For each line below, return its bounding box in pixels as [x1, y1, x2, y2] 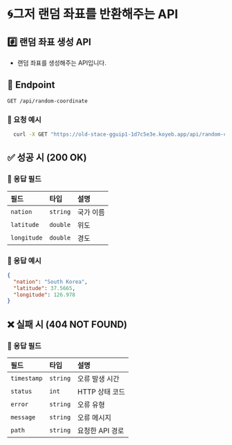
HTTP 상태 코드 [77, 387, 126, 397]
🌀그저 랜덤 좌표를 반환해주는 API [7, 6, 178, 22]
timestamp [10, 374, 43, 383]
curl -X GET [13, 131, 48, 138]
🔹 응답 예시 [7, 255, 41, 265]
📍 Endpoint [7, 79, 55, 91]
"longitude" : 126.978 [13, 291, 76, 298]
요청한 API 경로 [77, 426, 124, 436]
